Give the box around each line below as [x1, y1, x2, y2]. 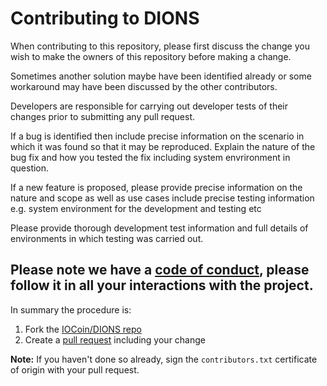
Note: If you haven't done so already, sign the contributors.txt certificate [10, 353, 318, 365]
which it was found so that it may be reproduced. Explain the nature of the [10, 140, 316, 152]
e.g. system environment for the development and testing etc [10, 202, 262, 214]
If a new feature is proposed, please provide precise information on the [10, 181, 303, 193]
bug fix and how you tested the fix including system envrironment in [10, 151, 291, 163]
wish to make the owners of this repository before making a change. [10, 50, 292, 62]
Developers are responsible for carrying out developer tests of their [10, 100, 289, 112]
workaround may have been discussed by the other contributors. [10, 80, 278, 92]
